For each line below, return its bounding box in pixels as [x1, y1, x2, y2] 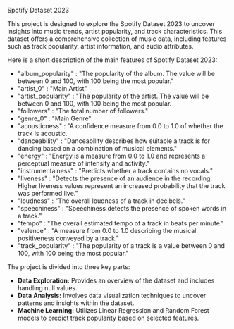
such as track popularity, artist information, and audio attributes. [7, 42, 194, 50]
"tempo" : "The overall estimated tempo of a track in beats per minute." [17, 219, 224, 228]
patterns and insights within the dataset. [17, 299, 135, 307]
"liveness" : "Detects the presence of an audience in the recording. [17, 174, 213, 182]
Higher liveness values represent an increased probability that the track [17, 182, 226, 190]
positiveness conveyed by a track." [17, 234, 120, 242]
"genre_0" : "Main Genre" [17, 114, 92, 123]
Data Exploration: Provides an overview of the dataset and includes [17, 276, 215, 285]
